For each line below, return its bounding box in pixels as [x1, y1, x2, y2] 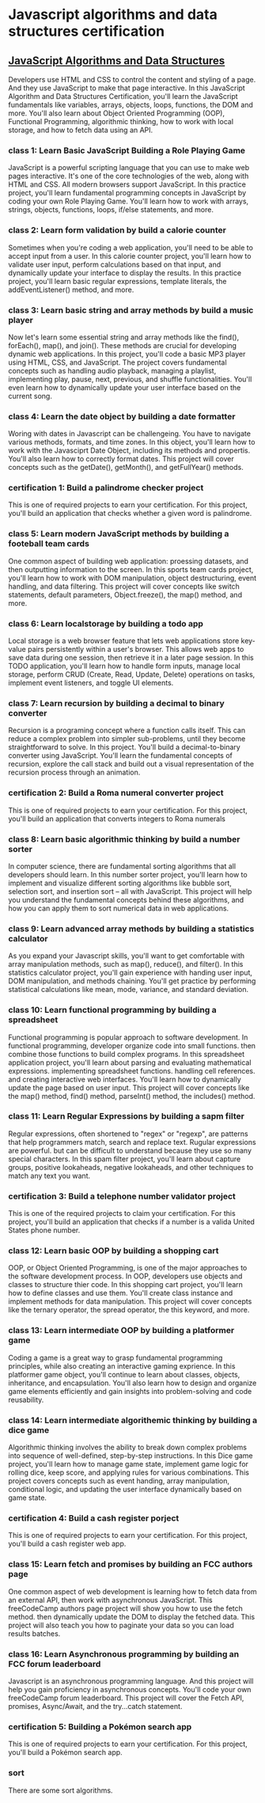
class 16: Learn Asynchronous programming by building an [8, 1648, 240, 1659]
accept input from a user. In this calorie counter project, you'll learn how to [8, 251, 252, 260]
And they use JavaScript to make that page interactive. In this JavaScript [8, 83, 245, 93]
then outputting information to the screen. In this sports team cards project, [8, 564, 254, 574]
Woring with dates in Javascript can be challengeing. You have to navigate [8, 429, 252, 438]
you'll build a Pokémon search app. [8, 1748, 123, 1757]
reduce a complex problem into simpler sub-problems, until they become [8, 734, 246, 744]
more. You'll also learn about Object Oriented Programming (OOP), [8, 108, 225, 118]
